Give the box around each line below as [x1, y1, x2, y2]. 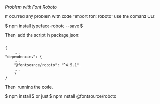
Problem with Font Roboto [5, 4, 57, 10]
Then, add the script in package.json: [5, 32, 80, 38]
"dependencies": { [5, 54, 42, 59]
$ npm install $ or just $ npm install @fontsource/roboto [5, 93, 117, 99]
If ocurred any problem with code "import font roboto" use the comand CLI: [5, 14, 156, 19]
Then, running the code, [5, 84, 53, 89]
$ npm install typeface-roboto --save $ [5, 23, 83, 29]
